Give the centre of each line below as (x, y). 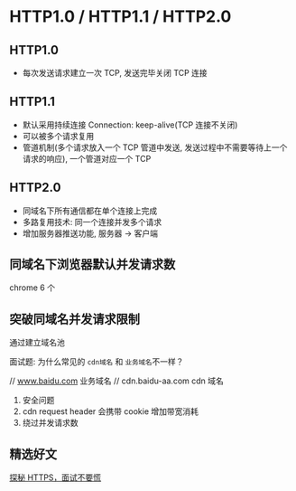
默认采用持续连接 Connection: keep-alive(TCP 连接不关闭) (130, 125)
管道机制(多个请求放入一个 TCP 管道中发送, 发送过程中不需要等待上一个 (155, 147)
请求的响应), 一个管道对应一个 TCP (87, 158)
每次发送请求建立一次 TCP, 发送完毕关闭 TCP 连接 (115, 73)
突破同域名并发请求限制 (74, 319)
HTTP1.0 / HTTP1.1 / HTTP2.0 (120, 17)
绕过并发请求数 (50, 423)
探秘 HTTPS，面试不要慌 (55, 477)
